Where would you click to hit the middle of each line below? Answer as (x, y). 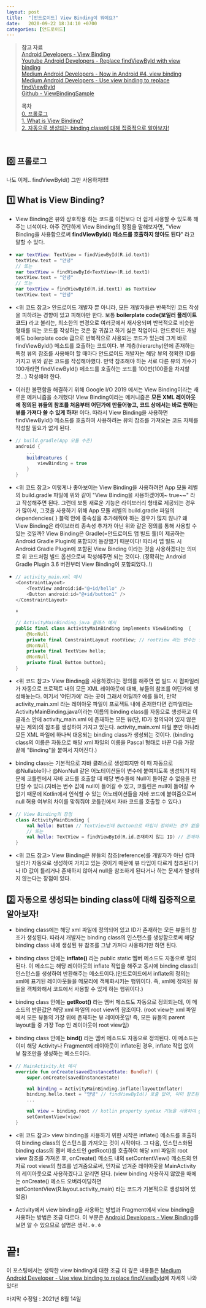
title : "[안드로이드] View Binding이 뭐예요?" (62, 18)
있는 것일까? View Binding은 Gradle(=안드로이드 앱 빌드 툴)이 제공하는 (100, 533)
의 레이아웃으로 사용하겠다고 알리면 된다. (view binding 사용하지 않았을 (100, 1173)
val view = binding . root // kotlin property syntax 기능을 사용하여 (111, 1111)
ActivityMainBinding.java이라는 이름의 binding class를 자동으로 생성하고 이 (106, 711)
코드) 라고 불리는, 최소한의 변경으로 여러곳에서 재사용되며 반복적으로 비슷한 (105, 323)
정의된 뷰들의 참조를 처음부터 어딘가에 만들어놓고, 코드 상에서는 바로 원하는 (109, 405)
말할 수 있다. (30, 242)
